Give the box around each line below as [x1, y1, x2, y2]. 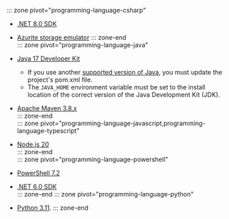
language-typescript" [16, 127, 80, 134]
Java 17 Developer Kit [16, 54, 81, 63]
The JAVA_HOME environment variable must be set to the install [27, 83, 206, 91]
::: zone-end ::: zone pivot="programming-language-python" [16, 190, 194, 198]
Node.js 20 [16, 140, 49, 149]
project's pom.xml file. [27, 75, 93, 84]
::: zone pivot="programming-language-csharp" [6, 6, 146, 14]
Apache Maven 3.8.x [16, 104, 77, 112]
